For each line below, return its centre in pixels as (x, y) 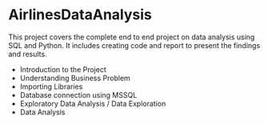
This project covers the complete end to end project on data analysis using (132, 37)
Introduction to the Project (63, 69)
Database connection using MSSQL (78, 95)
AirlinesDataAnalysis (80, 15)
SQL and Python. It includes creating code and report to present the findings (134, 45)
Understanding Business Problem (75, 78)
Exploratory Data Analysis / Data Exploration (93, 103)
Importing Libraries (51, 87)
